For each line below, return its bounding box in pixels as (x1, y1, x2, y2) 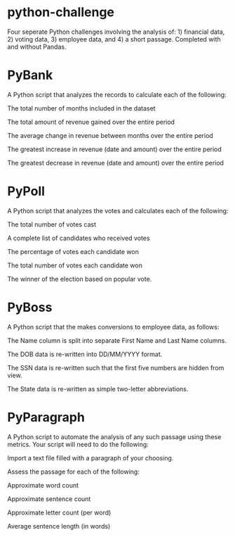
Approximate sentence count (7, 494, 91, 503)
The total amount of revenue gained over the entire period (7, 118, 175, 126)
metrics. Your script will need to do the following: (7, 440, 149, 448)
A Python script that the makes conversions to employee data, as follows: (7, 322, 220, 331)
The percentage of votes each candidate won (7, 247, 139, 255)
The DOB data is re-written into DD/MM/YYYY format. (7, 350, 163, 358)
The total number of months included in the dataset (7, 103, 156, 113)
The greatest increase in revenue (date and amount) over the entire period (7, 145, 222, 153)
